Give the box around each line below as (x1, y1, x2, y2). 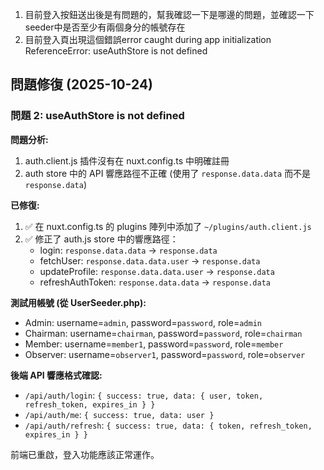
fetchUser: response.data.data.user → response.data (39, 254, 261, 267)
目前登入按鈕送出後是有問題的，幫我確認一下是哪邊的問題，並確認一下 (24, 9, 315, 20)
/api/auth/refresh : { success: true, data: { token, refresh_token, (24, 419, 313, 431)
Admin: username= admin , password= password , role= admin (24, 316, 262, 328)
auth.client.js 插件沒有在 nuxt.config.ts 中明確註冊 (24, 154, 230, 167)
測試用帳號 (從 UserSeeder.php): (10, 296, 147, 308)
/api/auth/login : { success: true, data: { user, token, (24, 389, 264, 401)
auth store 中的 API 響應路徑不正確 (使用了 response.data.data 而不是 (24, 167, 312, 179)
